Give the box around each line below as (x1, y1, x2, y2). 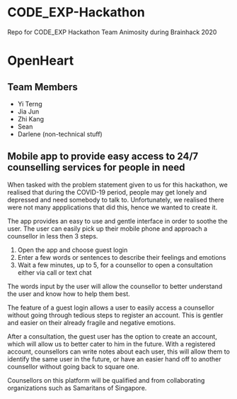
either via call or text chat (17, 268, 92, 277)
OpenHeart (7, 53, 74, 69)
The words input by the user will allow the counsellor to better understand (7, 282, 223, 290)
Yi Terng (17, 99, 42, 108)
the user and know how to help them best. (7, 289, 131, 298)
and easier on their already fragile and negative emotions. (7, 318, 175, 327)
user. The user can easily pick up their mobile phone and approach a (7, 224, 207, 233)
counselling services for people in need (7, 161, 185, 174)
